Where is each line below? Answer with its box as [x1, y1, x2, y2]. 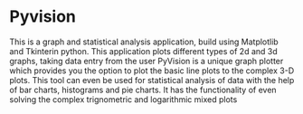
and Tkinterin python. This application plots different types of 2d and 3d [9, 45, 278, 56]
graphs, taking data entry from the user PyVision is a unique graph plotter [9, 55, 284, 66]
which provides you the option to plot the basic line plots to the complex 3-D [9, 65, 295, 76]
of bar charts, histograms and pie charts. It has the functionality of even [9, 84, 278, 95]
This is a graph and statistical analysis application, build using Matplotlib [9, 36, 279, 47]
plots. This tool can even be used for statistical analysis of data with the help [9, 74, 295, 85]
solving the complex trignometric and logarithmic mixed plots [9, 93, 238, 105]
